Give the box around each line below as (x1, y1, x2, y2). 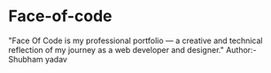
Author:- (226, 44, 258, 55)
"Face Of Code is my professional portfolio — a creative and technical (8, 35, 263, 46)
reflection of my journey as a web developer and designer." (8, 44, 225, 55)
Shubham (8, 54, 43, 64)
